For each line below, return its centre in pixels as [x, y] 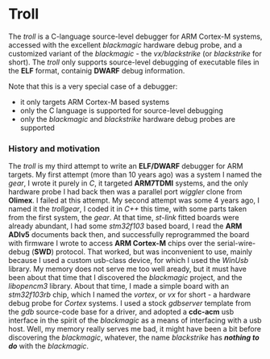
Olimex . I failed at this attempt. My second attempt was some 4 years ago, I [134, 200]
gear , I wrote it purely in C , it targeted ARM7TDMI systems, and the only [128, 183]
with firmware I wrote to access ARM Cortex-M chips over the [112, 244]
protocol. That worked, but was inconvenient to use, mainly [154, 252]
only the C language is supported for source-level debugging [121, 111]
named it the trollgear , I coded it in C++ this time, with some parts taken [128, 209]
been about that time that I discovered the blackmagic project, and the [125, 278]
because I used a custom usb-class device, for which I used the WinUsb [129, 261]
